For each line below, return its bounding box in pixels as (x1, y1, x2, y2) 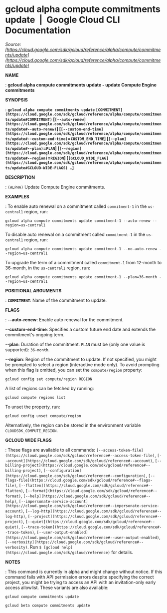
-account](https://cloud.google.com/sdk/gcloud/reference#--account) (5, 458, 153, 463)
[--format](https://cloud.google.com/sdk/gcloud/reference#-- (25, 488, 158, 493)
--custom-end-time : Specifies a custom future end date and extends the (5, 326, 156, 332)
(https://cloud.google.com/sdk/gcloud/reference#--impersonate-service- (5, 503, 160, 508)
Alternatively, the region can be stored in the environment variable (5, 422, 141, 428)
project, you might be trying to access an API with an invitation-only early (5, 579, 156, 585)
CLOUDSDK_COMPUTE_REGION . (5, 427, 58, 433)
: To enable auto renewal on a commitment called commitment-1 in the (5, 203, 147, 209)
